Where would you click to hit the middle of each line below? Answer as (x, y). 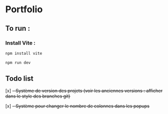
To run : (18, 28)
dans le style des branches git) (38, 96)
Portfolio (24, 9)
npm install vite (24, 53)
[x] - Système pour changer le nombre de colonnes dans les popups (77, 106)
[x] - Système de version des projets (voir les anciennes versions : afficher (84, 91)
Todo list (19, 78)
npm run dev (18, 62)
